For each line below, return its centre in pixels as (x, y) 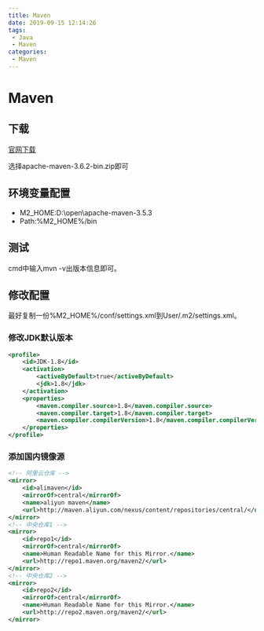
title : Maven (29, 15)
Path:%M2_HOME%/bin (58, 221)
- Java (22, 37)
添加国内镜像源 (37, 457)
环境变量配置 (39, 193)
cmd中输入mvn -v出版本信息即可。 (65, 268)
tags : (17, 30)
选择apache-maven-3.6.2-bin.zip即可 (68, 166)
